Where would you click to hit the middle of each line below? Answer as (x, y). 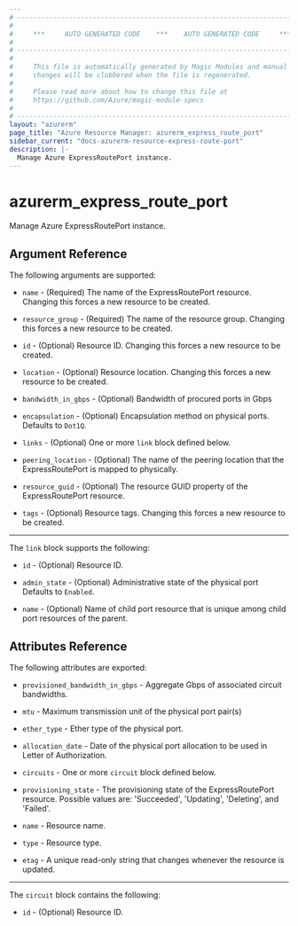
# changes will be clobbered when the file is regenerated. (130, 75)
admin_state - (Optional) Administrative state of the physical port (140, 583)
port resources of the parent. (75, 618)
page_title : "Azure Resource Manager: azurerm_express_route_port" (137, 133)
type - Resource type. (62, 843)
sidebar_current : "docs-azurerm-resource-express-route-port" (126, 141)
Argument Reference (68, 254)
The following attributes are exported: (78, 668)
